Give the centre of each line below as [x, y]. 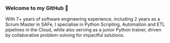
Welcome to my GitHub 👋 [37, 8]
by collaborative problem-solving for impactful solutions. [65, 35]
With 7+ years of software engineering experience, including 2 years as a [83, 19]
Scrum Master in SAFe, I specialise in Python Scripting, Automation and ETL [85, 24]
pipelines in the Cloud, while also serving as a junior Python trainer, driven [83, 30]
